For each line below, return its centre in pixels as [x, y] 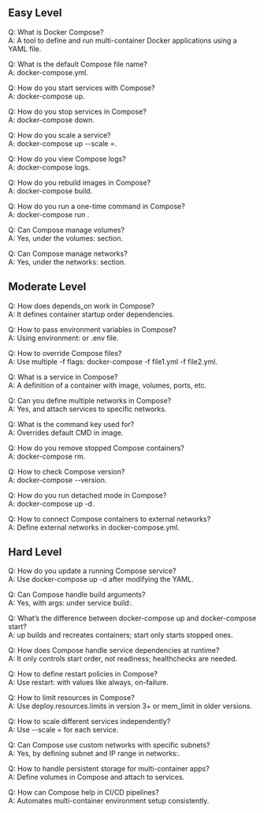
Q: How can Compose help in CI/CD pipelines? [84, 792]
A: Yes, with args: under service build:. [71, 603]
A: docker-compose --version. [58, 480]
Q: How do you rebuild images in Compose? [80, 182]
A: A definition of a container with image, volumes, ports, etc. [108, 385]
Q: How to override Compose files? [65, 353]
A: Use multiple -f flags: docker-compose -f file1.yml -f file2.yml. [113, 362]
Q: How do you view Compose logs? [67, 159]
